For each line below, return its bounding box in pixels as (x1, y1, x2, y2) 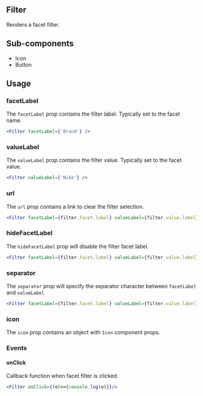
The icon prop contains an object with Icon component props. (6, 329, 160, 336)
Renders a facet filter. (6, 21, 60, 28)
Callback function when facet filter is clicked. (6, 372, 119, 380)
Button (14, 61, 32, 68)
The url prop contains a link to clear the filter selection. (6, 203, 144, 210)
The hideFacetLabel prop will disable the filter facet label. (6, 242, 149, 250)
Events (6, 344, 27, 352)
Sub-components (6, 39, 74, 49)
